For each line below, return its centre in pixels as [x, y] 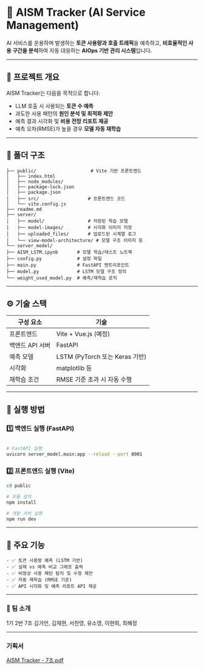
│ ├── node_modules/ [35, 182]
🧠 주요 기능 [26, 545]
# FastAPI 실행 [24, 449]
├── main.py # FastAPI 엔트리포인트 [68, 265]
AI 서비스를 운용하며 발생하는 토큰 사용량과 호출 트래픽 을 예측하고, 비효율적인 [97, 43]
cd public [19, 486]
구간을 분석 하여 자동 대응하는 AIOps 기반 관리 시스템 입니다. [82, 50]
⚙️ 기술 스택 [27, 303]
